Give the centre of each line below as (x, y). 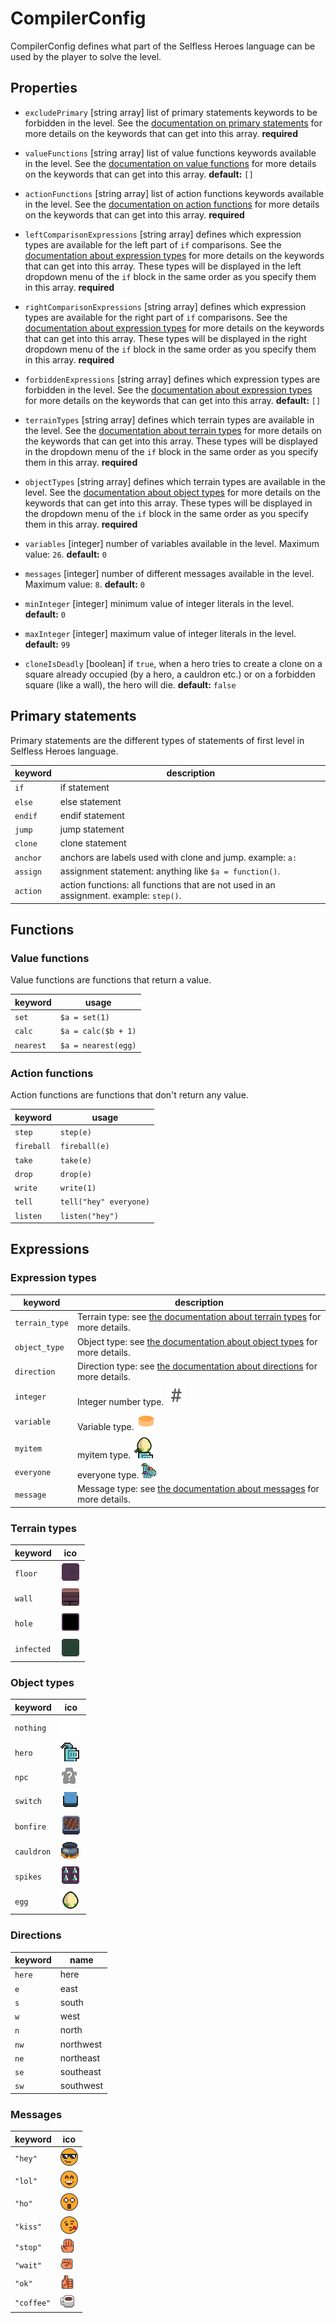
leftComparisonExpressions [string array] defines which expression (163, 234)
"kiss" (28, 2227)
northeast (79, 2058)
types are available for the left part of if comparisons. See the (153, 244)
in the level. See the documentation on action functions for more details (172, 204)
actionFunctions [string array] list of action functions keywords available (174, 193)
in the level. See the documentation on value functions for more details (170, 163)
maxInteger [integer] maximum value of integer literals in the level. (160, 633)
